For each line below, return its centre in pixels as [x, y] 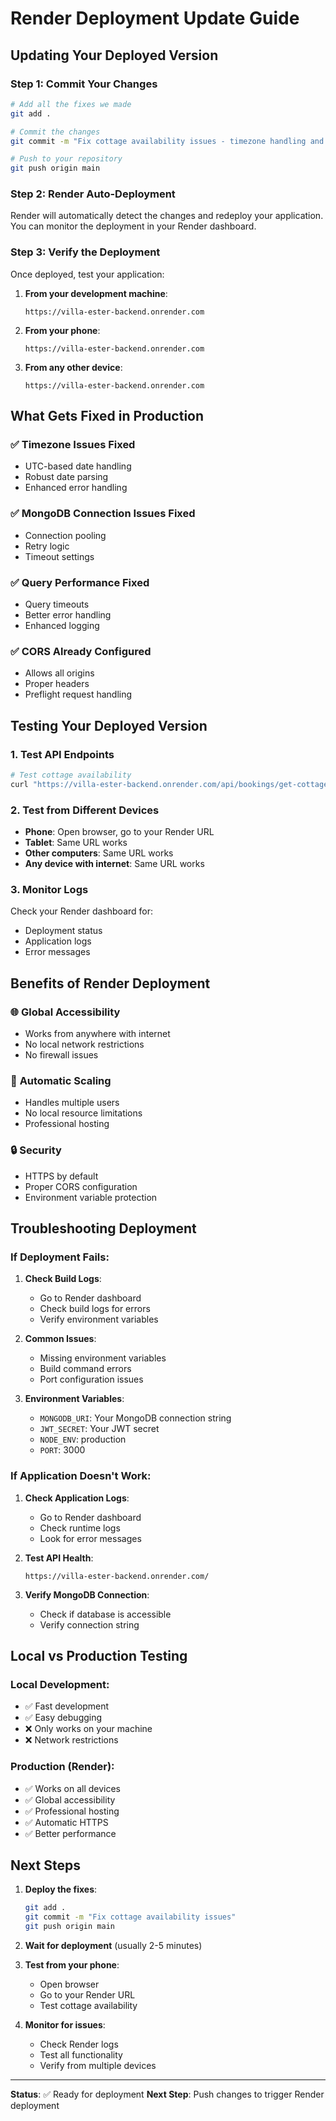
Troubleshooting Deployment [103, 1228]
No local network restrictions [84, 1044]
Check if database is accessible [105, 1614]
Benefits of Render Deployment [110, 983]
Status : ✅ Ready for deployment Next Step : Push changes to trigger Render [167, 2094]
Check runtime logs [80, 1528]
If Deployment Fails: [60, 1257]
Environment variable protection [91, 1197]
